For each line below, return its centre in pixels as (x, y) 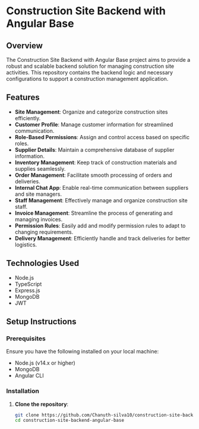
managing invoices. (39, 219)
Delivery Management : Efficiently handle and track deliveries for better (102, 238)
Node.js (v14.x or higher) (45, 363)
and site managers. (38, 194)
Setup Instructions (41, 322)
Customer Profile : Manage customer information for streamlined (94, 124)
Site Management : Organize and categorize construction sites (91, 112)
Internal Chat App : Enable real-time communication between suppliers (102, 187)
